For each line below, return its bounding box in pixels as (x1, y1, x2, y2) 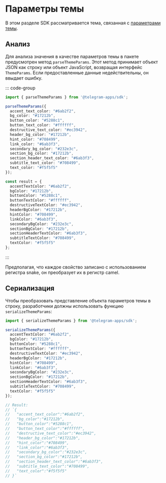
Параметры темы (5, 3, 84, 15)
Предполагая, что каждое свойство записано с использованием (5, 264, 146, 270)
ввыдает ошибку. (5, 75, 43, 81)
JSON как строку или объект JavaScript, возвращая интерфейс (5, 64, 143, 70)
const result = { (5, 179, 42, 184)
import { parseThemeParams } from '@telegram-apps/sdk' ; (5, 94, 128, 99)
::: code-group (5, 85, 36, 91)
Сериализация (5, 284, 55, 293)
